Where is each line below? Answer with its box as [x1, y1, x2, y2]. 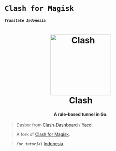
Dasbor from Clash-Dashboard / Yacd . [16, 122, 93, 128]
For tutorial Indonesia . [16, 141, 65, 147]
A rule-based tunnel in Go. [53, 111, 108, 117]
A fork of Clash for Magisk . [16, 132, 71, 137]
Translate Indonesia [4, 18, 46, 23]
